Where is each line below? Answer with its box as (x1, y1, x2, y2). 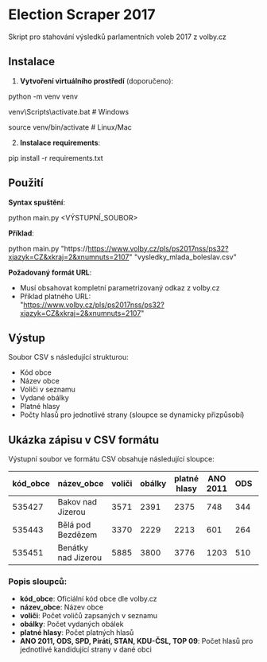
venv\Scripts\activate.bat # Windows (8, 107, 130, 116)
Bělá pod (57, 520, 91, 531)
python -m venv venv (8, 92, 78, 101)
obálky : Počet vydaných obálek (19, 619, 124, 629)
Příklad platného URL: (19, 291, 91, 301)
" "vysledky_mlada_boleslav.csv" (129, 252, 237, 262)
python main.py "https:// (8, 243, 88, 253)
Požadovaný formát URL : (8, 267, 92, 277)
